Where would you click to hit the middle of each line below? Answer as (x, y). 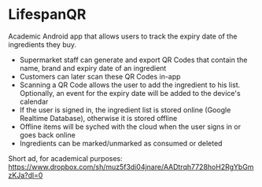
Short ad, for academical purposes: (66, 158)
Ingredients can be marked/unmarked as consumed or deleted (121, 143)
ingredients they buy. (42, 44)
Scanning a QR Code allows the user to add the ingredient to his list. (130, 85)
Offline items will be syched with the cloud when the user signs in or (130, 126)
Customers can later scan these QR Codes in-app (100, 76)
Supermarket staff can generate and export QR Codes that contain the (133, 60)
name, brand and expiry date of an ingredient (93, 68)
